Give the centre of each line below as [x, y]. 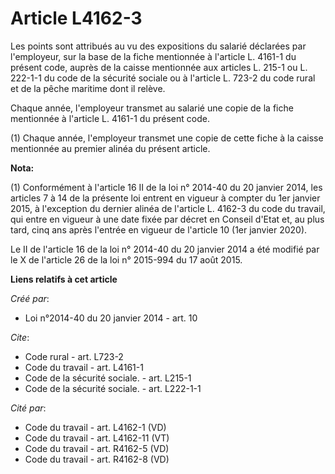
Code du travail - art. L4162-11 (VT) [97, 438]
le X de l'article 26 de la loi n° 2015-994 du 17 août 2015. [126, 259]
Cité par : [28, 408]
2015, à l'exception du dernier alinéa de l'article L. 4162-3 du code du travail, [168, 208]
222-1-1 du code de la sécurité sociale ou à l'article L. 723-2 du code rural [163, 78]
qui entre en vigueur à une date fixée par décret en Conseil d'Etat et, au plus [167, 219]
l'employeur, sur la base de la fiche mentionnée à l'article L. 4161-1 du [153, 56]
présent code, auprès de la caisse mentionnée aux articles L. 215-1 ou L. [159, 67]
